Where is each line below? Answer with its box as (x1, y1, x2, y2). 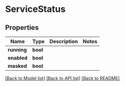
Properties (5, 23, 39, 32)
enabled (7, 55, 27, 61)
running (7, 46, 27, 53)
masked (7, 63, 27, 69)
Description (49, 38, 78, 45)
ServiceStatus (5, 3, 66, 15)
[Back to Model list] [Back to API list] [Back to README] (5, 76, 120, 81)
